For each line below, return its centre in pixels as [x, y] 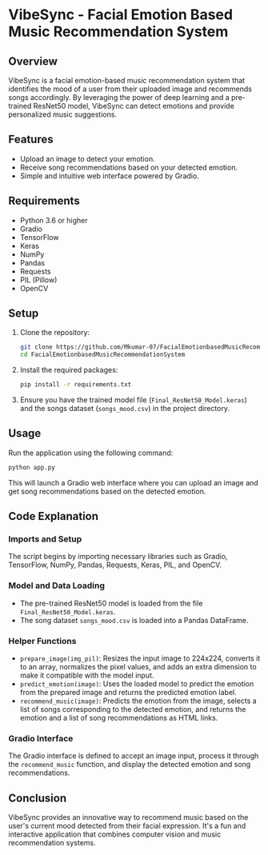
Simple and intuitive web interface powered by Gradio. [110, 176]
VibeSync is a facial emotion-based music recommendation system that [127, 80]
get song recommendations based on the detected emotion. [107, 491]
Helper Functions [42, 641]
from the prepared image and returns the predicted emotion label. [128, 693]
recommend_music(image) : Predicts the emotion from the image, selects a [138, 701]
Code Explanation [53, 516]
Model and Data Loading [57, 585]
